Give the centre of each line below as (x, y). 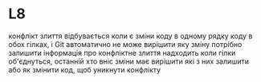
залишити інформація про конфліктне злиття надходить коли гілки (122, 53)
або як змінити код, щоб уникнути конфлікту (85, 69)
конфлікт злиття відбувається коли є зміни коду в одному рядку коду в (130, 36)
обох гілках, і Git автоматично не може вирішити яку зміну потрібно (125, 44)
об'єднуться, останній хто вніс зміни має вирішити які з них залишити (129, 61)
